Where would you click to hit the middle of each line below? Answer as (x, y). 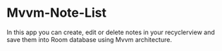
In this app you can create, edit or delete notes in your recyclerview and (111, 32)
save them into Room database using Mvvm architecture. (89, 39)
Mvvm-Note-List (57, 13)
